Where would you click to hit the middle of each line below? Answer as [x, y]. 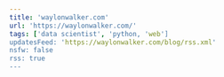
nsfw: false [31, 50]
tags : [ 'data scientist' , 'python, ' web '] [89, 34]
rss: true [28, 58]
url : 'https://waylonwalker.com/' [73, 26]
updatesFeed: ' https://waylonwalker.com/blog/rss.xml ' [113, 42]
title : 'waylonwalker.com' [59, 17]
